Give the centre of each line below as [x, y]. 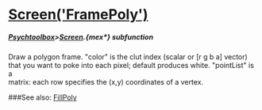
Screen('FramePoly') [78, 15]
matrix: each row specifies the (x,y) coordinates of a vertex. [106, 82]
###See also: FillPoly [42, 97]
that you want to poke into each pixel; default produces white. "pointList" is [131, 66]
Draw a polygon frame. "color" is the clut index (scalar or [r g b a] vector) [128, 57]
